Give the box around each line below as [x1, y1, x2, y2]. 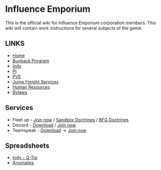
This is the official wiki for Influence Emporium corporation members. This [5, 20, 157, 26]
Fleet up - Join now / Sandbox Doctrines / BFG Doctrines [12, 117, 129, 123]
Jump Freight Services [12, 79, 59, 85]
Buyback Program [12, 58, 50, 64]
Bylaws [12, 89, 27, 95]
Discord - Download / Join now [12, 122, 76, 128]
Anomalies [12, 160, 34, 166]
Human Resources [12, 84, 51, 90]
